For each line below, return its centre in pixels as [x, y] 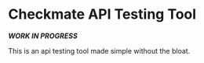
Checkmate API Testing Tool [102, 14]
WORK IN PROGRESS [43, 36]
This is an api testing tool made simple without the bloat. [99, 51]
